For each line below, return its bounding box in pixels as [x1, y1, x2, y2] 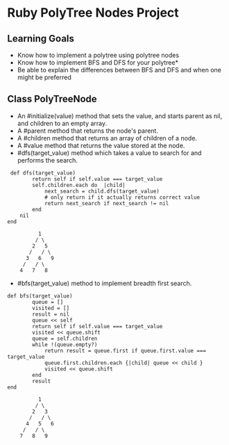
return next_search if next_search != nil [44, 200, 169, 207]
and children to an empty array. [17, 119, 108, 127]
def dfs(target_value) [10, 169, 76, 177]
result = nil [32, 311, 70, 318]
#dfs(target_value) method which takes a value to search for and [17, 148, 202, 157]
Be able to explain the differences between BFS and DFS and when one [17, 66, 222, 74]
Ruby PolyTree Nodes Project [7, 5, 179, 21]
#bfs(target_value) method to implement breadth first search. [17, 279, 192, 287]
